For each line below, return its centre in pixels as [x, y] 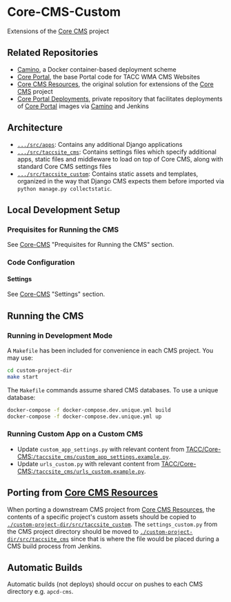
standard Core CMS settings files [64, 166]
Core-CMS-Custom [64, 12]
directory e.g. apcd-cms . [40, 592]
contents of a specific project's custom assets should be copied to [102, 516]
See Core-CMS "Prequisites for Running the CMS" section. [91, 245]
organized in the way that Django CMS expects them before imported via [121, 181]
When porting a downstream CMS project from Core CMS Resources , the [111, 509]
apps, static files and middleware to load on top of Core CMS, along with [120, 159]
